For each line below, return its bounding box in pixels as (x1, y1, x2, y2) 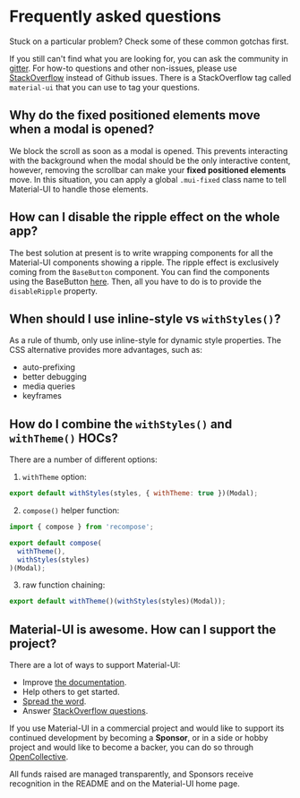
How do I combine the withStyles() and (9, 416, 233, 432)
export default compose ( (9, 538, 102, 547)
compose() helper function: (21, 505, 120, 516)
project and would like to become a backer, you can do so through (9, 742, 253, 753)
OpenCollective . (9, 751, 69, 762)
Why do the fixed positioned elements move (9, 107, 261, 123)
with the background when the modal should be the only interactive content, (9, 155, 291, 166)
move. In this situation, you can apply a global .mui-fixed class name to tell (9, 174, 287, 184)
